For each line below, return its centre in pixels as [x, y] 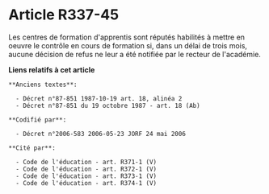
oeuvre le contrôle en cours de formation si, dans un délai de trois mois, [128, 45]
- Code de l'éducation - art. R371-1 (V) [86, 162]
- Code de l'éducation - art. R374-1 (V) [86, 183]
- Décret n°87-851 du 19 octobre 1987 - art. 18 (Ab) [108, 105]
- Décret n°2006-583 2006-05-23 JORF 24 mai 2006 [101, 134]
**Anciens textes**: [43, 85]
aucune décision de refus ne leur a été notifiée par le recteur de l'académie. [134, 54]
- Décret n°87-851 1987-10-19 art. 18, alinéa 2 [99, 98]
